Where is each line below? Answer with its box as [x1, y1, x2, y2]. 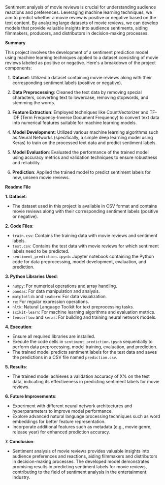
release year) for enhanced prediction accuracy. [12, 429, 110, 435]
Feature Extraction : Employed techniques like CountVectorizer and [12, 109, 149, 115]
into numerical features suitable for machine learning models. [12, 120, 137, 125]
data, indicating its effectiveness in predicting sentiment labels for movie [12, 379, 160, 384]
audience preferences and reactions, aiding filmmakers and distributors [12, 454, 158, 459]
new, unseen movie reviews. [12, 175, 70, 180]
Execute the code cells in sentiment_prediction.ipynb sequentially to [12, 339, 153, 344]
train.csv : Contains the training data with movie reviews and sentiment [12, 233, 158, 238]
